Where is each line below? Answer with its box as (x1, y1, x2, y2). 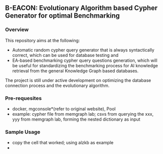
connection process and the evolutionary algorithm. (5, 82, 109, 88)
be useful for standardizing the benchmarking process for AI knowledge (12, 62, 158, 68)
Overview (5, 26, 29, 33)
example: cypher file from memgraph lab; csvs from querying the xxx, (12, 111, 154, 117)
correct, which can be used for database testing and (12, 52, 119, 58)
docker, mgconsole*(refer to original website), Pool (12, 105, 116, 112)
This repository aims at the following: (5, 37, 80, 43)
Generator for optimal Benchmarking (5, 12, 120, 20)
